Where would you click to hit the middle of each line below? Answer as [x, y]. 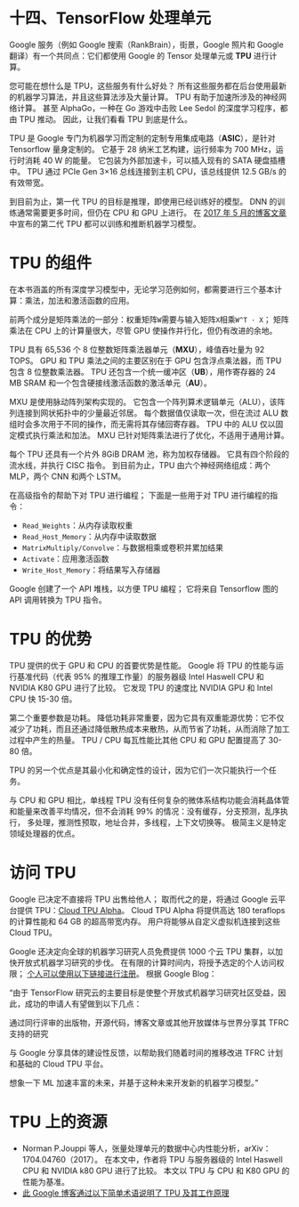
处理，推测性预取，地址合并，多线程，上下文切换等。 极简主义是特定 [160, 822]
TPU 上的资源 [58, 1122]
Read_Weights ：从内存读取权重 [77, 525]
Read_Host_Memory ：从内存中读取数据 [89, 536]
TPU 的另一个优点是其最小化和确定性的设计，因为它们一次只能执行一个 [139, 770]
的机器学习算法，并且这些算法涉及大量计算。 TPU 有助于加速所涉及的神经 [144, 97]
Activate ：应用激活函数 [65, 558]
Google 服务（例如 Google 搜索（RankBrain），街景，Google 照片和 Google [146, 45]
